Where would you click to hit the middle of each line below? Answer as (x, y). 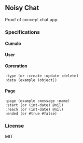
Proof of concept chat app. (32, 19)
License (14, 126)
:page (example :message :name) (37, 101)
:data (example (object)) (31, 80)
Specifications (22, 32)
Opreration (16, 66)
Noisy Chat (22, 8)
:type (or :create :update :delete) (42, 76)
